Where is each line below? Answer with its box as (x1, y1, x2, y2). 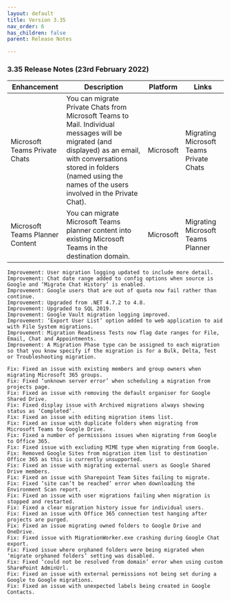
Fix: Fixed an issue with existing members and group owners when (7, 366, 201, 373)
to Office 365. (7, 438, 51, 445)
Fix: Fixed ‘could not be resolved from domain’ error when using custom (7, 559, 223, 566)
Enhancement (11, 82, 58, 92)
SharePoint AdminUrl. (7, 564, 69, 572)
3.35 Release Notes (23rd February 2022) (7, 65, 149, 74)
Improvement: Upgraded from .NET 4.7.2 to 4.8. (7, 299, 146, 307)
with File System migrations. (7, 323, 94, 331)
